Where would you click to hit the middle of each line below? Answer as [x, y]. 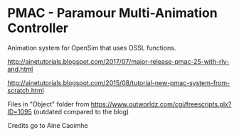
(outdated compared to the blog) [81, 111]
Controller [38, 28]
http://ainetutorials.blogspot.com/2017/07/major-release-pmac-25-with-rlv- [118, 61]
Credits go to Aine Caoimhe [48, 125]
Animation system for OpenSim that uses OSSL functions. [92, 48]
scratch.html [26, 90]
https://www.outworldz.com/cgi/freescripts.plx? [161, 104]
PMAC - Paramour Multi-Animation [113, 13]
